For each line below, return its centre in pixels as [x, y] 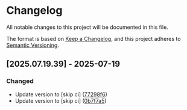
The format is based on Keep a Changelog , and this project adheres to [93, 38]
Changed [20, 81]
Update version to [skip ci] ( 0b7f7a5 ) [61, 100]
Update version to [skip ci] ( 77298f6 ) [61, 94]
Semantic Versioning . [33, 45]
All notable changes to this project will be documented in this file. [87, 27]
